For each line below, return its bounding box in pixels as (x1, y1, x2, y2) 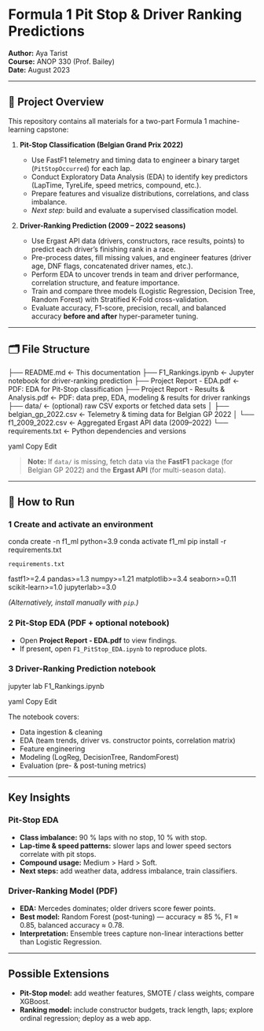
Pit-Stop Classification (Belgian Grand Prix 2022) (19, 140, 183, 149)
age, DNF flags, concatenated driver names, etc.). (31, 261, 193, 270)
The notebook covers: (8, 712, 80, 721)
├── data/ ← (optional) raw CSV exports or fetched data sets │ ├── (8, 400, 229, 411)
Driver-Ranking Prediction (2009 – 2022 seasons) (19, 221, 186, 230)
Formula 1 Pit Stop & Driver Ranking (8, 6, 242, 24)
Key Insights (8, 791, 71, 805)
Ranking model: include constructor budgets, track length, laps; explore (19, 1005, 254, 1014)
